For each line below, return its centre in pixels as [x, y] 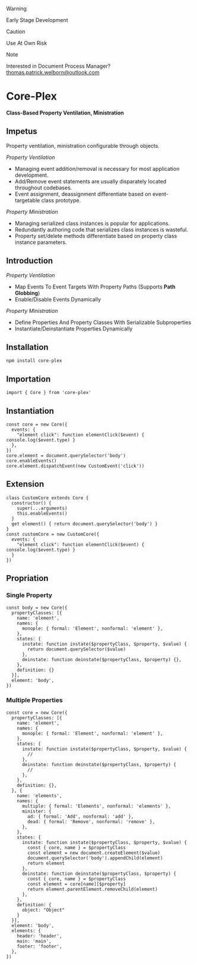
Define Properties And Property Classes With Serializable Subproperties [103, 322]
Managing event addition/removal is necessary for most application [97, 169]
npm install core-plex [34, 361]
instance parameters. [41, 242]
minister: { [36, 811]
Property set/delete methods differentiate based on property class [96, 236]
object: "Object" [43, 910]
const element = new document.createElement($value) [94, 853]
